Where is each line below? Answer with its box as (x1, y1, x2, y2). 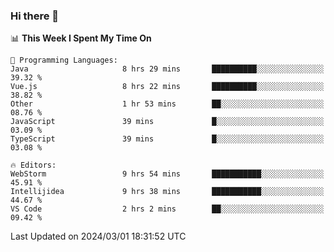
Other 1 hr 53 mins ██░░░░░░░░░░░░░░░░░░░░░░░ (10, 99, 325, 109)
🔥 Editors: (10, 160, 57, 171)
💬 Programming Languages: (10, 55, 118, 66)
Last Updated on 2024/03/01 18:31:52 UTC (10, 230, 187, 243)
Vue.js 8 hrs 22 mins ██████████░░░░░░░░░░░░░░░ (10, 82, 325, 92)
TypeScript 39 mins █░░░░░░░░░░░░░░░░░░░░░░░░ (10, 134, 325, 144)
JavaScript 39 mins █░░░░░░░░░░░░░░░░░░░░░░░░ (10, 117, 325, 127)
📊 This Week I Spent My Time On (10, 32, 152, 44)
